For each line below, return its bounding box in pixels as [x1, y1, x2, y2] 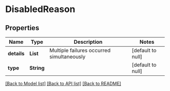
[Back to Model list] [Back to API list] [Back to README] [5, 80, 121, 86]
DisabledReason [5, 4, 75, 15]
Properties [5, 24, 39, 32]
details [8, 50, 25, 57]
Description [73, 39, 103, 45]
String [29, 64, 45, 71]
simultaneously [49, 53, 86, 60]
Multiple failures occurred [49, 47, 111, 54]
